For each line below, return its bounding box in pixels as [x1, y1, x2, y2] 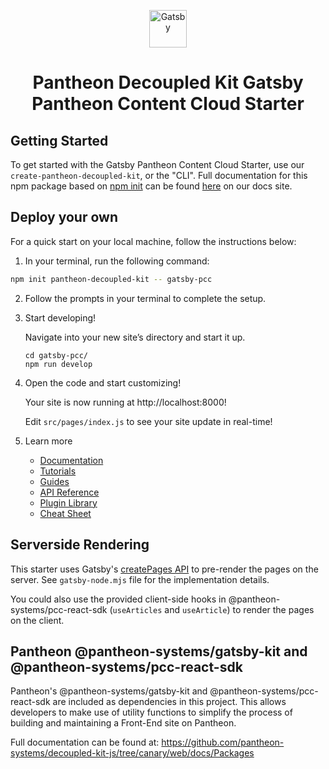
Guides [39, 475, 70, 487]
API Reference [39, 486, 100, 498]
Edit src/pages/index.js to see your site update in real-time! [24, 415, 273, 427]
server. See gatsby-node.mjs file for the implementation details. [10, 573, 270, 585]
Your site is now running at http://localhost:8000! [24, 396, 227, 408]
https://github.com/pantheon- [161, 736, 285, 749]
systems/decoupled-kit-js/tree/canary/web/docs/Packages [10, 747, 255, 759]
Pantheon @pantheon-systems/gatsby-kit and [10, 643, 308, 660]
